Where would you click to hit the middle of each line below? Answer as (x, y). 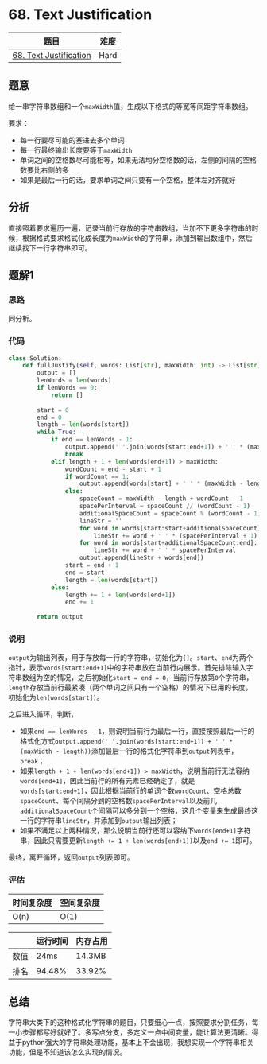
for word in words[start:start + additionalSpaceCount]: (172, 528)
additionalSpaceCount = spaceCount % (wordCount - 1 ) (170, 513)
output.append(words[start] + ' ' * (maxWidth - (161, 484)
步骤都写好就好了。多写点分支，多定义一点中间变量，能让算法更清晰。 (137, 1032)
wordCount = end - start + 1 (113, 469)
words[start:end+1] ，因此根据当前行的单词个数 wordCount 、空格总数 (131, 791)
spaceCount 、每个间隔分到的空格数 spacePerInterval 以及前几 (118, 801)
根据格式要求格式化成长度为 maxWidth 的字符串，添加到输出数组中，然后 (137, 238)
